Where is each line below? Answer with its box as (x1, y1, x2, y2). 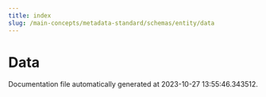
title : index (8, 11, 52, 20)
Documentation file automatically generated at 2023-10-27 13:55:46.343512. (8, 80, 258, 89)
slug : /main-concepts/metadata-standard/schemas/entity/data (8, 19, 215, 27)
